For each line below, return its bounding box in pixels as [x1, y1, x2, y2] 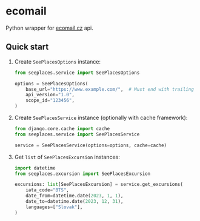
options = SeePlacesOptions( [14, 81, 88, 87]
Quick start [5, 42, 49, 52]
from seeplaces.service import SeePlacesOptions [14, 70, 140, 76]
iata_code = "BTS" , [25, 187, 70, 193]
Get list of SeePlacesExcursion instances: [14, 153, 121, 160]
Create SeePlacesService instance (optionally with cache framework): [14, 114, 188, 121]
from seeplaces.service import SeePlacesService [14, 131, 140, 137]
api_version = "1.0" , [25, 92, 75, 98]
